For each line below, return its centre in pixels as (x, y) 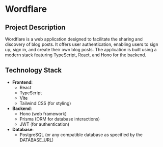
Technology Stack (33, 70)
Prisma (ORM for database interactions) (60, 119)
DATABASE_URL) (37, 140)
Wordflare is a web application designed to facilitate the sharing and (74, 39)
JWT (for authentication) (44, 124)
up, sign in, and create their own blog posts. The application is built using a (81, 50)
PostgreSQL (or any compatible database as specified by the (81, 135)
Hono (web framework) (43, 113)
